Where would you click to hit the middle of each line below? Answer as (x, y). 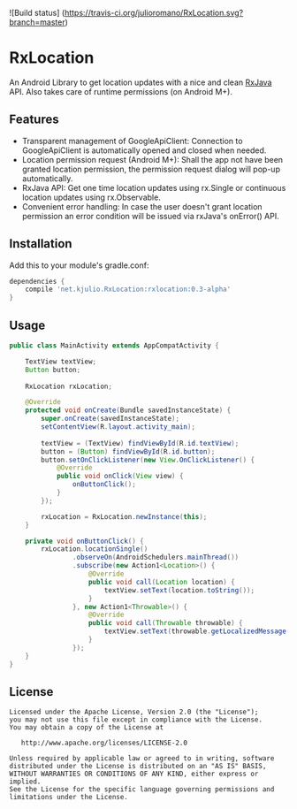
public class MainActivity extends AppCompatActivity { (114, 346)
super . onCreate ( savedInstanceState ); (110, 419)
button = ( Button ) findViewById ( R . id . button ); (128, 451)
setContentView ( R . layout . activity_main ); (118, 427)
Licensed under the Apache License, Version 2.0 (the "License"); (134, 712)
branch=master (37, 22)
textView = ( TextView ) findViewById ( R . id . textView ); (140, 443)
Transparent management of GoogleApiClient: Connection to (132, 141)
